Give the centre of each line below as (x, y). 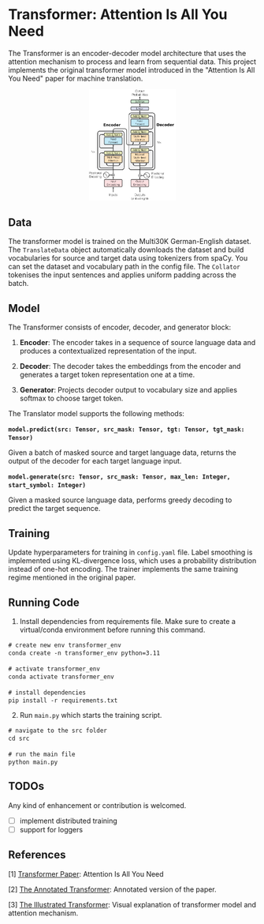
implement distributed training (69, 821)
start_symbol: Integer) (47, 486)
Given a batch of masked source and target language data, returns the (122, 453)
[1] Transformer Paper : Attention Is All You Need (86, 873)
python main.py (33, 762)
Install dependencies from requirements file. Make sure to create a (128, 621)
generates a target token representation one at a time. (107, 375)
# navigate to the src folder (58, 731)
